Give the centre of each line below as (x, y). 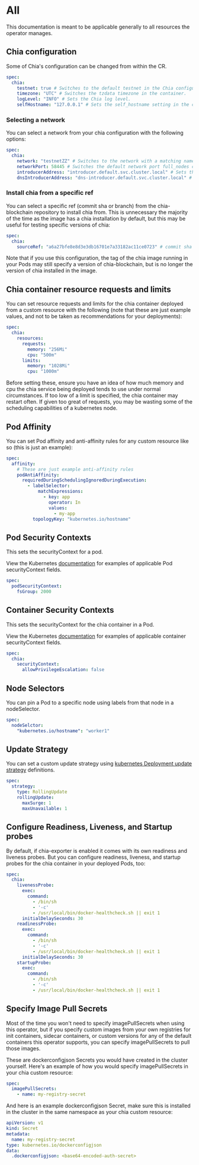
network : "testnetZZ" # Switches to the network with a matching (99, 161)
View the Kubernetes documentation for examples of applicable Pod (89, 563)
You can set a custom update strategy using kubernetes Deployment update (99, 764)
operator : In (65, 502)
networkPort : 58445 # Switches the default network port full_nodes (103, 166)
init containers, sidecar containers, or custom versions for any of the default (99, 1035)
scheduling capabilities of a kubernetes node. (62, 408)
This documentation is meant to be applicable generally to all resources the (98, 27)
